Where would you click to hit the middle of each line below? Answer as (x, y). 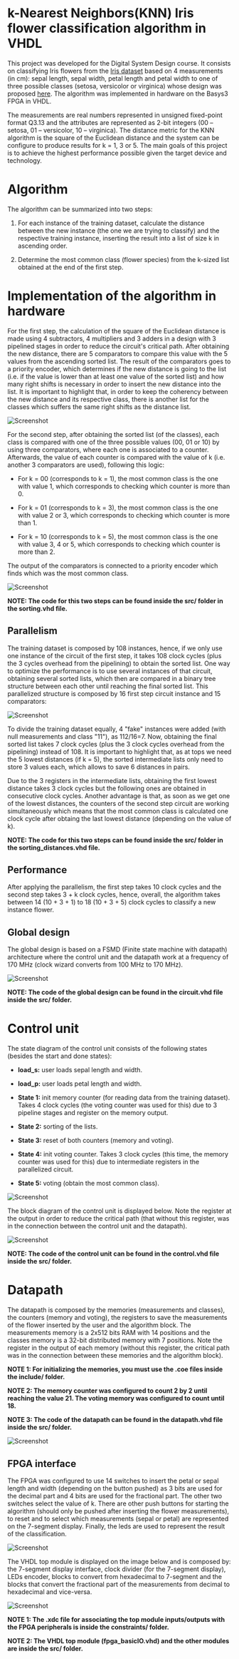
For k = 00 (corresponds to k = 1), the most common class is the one (118, 478)
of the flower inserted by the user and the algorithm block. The (99, 1325)
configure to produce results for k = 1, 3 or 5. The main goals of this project (117, 145)
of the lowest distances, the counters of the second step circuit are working (118, 803)
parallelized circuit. (46, 1169)
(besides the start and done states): (60, 1056)
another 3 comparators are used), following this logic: (86, 465)
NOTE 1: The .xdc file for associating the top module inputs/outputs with (116, 1619)
